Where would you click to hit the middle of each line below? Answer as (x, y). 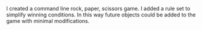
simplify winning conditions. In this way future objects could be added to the (101, 15)
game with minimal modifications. (48, 21)
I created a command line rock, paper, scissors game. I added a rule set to (98, 9)
